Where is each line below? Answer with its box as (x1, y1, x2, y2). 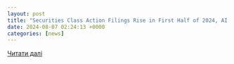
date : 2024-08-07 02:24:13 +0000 (7, 23, 105, 30)
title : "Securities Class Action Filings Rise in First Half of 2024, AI (7, 17, 228, 24)
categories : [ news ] (7, 30, 65, 37)
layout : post (7, 10, 46, 18)
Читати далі (7, 49, 43, 58)
